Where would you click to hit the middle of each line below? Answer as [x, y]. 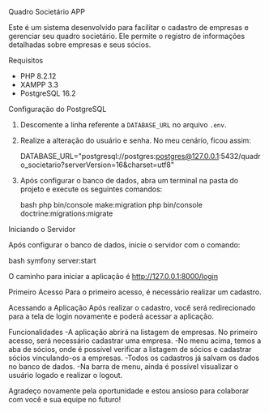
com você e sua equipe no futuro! [65, 399]
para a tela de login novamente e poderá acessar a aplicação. [111, 316]
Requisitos [26, 60]
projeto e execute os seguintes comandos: [91, 189]
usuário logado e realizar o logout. [66, 375]
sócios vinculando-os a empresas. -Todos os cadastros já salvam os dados [134, 358]
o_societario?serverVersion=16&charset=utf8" [97, 165]
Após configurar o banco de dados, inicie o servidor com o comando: [124, 245]
